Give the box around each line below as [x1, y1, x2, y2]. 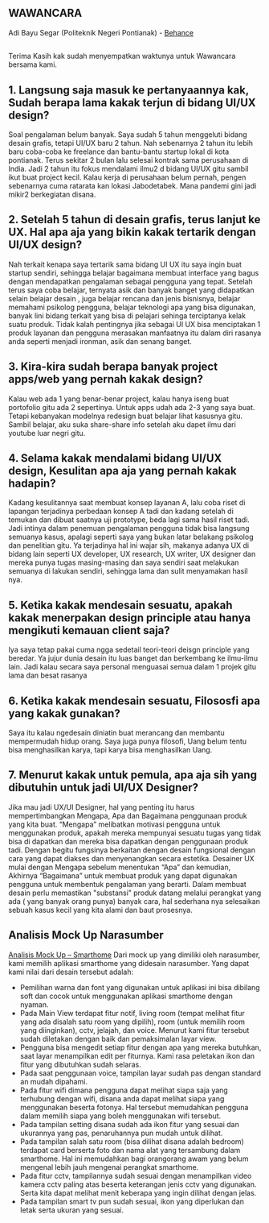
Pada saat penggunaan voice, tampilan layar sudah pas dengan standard [19, 1068, 261, 1078]
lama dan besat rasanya [8, 670, 88, 680]
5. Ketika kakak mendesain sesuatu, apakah [8, 598, 233, 611]
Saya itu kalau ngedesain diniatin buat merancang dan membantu [8, 728, 225, 738]
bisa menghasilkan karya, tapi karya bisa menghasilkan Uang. [8, 745, 213, 755]
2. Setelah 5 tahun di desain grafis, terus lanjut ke [8, 213, 261, 226]
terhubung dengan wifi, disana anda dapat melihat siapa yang [19, 1093, 225, 1103]
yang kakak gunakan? [8, 707, 120, 720]
